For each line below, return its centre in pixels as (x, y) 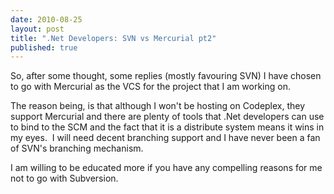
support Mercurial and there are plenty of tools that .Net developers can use (167, 117)
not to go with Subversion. (64, 178)
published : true (44, 47)
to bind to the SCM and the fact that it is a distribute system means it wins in (167, 127)
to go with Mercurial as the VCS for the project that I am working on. (150, 87)
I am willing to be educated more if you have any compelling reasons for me (166, 168)
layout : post (37, 29)
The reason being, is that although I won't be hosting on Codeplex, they (158, 106)
